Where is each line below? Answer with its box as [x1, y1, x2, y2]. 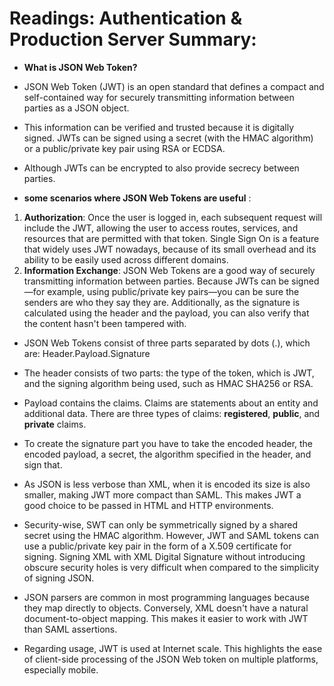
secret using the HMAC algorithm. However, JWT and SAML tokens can [23, 529, 319, 541]
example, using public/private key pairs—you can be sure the [47, 285, 300, 297]
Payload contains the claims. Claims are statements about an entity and [23, 397, 319, 409]
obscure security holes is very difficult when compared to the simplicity [23, 561, 320, 573]
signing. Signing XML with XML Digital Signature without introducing [23, 550, 306, 562]
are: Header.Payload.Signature [23, 347, 151, 359]
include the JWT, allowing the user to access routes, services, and [23, 222, 299, 234]
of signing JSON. [23, 572, 95, 584]
